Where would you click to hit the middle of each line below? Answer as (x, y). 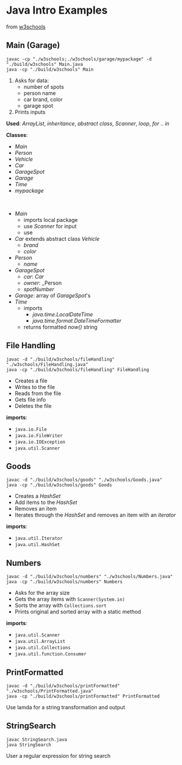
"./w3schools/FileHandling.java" (47, 364)
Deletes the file (33, 406)
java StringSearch (29, 745)
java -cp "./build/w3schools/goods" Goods (59, 485)
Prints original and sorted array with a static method (78, 612)
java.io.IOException (40, 442)
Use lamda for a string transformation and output (66, 707)
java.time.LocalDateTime (63, 314)
